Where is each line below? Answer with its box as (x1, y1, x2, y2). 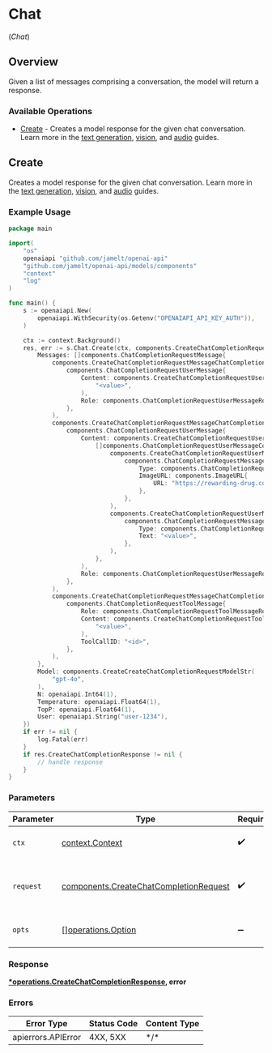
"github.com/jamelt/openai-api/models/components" (23, 262, 198, 270)
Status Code (88, 1018, 138, 1030)
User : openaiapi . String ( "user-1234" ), (37, 713, 168, 721)
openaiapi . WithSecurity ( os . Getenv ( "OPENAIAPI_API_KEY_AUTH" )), (37, 313, 255, 322)
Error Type (25, 1018, 68, 1030)
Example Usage (8, 206, 71, 217)
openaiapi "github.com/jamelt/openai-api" (23, 254, 168, 262)
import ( (8, 240, 35, 248)
